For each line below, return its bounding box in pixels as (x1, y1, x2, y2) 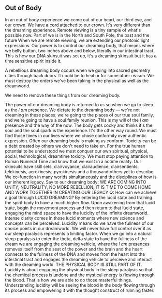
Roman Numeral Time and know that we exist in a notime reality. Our (5, 158, 142, 164)
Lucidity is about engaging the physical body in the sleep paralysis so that (5, 266, 153, 272)
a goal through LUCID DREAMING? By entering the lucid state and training (5, 194, 152, 200)
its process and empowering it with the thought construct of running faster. (5, 287, 155, 293)
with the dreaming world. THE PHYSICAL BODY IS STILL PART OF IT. (5, 262, 142, 267)
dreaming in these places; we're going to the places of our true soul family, (5, 112, 154, 118)
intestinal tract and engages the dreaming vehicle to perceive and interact (5, 256, 152, 262)
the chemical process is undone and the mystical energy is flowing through (5, 272, 155, 278)
